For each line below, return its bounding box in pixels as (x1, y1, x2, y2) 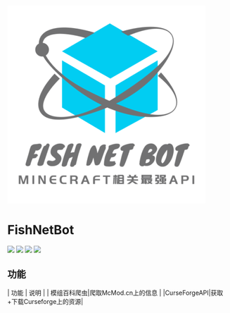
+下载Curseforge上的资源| (7, 297, 84, 305)
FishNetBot (7, 222, 75, 238)
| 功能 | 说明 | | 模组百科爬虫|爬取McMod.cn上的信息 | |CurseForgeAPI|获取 (7, 288, 224, 297)
